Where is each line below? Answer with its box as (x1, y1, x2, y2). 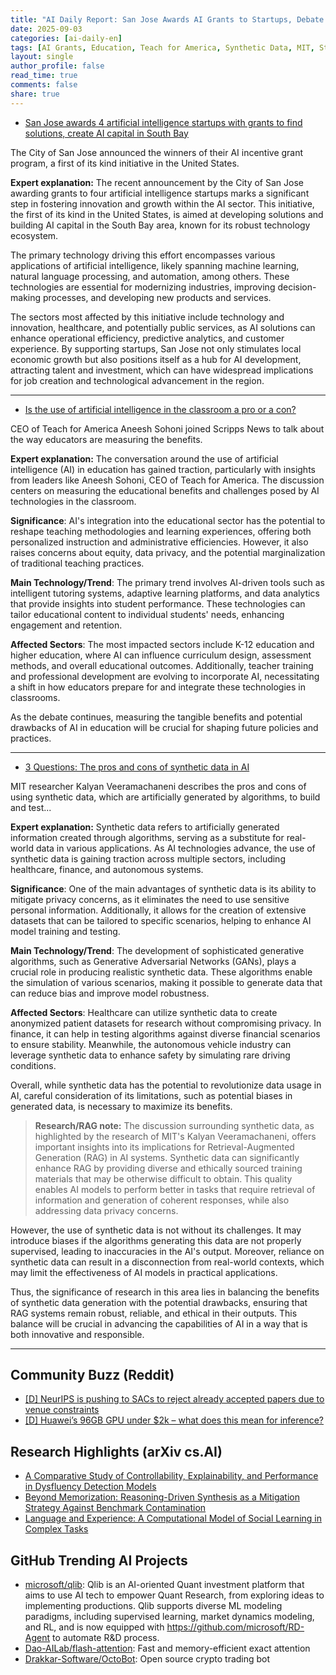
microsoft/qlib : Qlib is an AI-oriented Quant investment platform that (24, 1579, 305, 1591)
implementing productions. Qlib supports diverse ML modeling (24, 1600, 283, 1612)
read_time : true (10, 71, 78, 81)
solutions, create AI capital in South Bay (24, 127, 189, 139)
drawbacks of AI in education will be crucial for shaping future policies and (10, 721, 319, 733)
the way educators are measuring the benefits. (10, 433, 203, 445)
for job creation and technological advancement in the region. (10, 374, 265, 386)
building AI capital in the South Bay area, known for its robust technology (10, 219, 311, 231)
